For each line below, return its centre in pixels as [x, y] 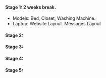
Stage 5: [14, 70]
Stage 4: [14, 58]
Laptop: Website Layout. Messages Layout [57, 24]
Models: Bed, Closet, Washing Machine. [54, 18]
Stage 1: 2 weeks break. [31, 7]
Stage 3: [14, 47]
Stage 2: [14, 35]
